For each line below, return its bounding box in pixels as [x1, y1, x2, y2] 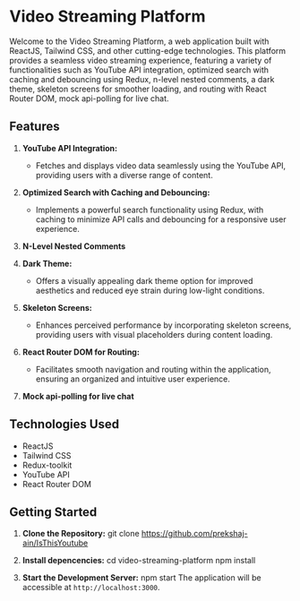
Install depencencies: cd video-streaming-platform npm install [21, 555, 256, 566]
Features [9, 119, 60, 134]
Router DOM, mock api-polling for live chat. [9, 92, 169, 104]
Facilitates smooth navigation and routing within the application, [35, 364, 271, 374]
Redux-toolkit [21, 459, 73, 470]
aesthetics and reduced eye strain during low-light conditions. [35, 285, 265, 296]
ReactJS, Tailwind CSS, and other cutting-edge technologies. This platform [9, 45, 287, 56]
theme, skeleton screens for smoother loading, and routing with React [9, 83, 267, 94]
